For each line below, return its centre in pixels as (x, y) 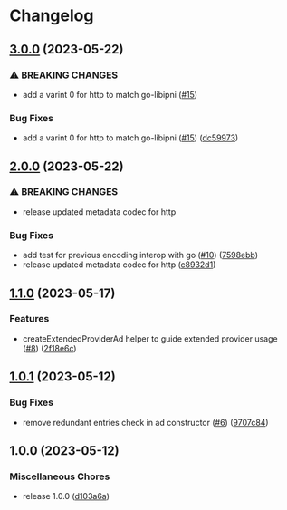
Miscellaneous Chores (60, 476)
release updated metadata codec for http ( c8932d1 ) (119, 265)
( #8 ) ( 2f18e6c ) (49, 348)
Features (29, 319)
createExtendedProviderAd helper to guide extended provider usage (150, 338)
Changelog (52, 16)
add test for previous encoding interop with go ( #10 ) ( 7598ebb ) (140, 255)
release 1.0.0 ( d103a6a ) (66, 496)
